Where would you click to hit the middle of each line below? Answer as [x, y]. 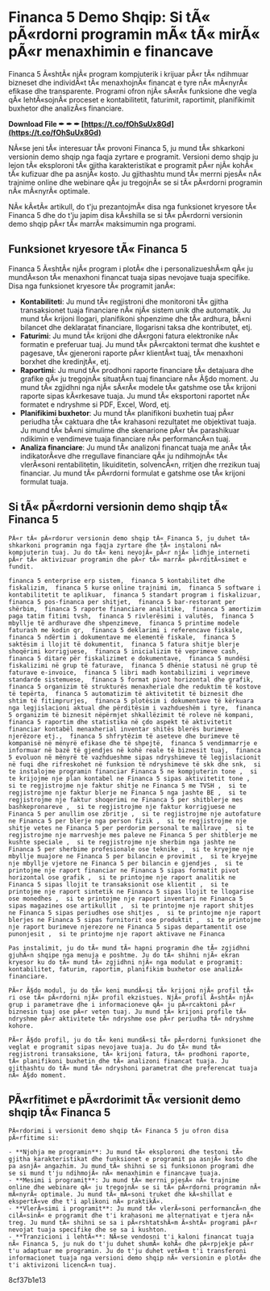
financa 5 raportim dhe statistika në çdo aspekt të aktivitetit [120, 722]
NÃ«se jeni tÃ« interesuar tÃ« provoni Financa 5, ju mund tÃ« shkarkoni [127, 148]
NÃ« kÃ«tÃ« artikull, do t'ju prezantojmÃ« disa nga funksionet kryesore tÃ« [133, 207]
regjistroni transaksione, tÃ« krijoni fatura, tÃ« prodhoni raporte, [129, 1054]
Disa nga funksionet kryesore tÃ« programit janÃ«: [92, 286]
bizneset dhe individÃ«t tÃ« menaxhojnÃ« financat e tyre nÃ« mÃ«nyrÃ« [128, 82]
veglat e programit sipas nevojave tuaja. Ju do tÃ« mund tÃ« [115, 1047]
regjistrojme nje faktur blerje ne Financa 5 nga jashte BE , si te [128, 792]
